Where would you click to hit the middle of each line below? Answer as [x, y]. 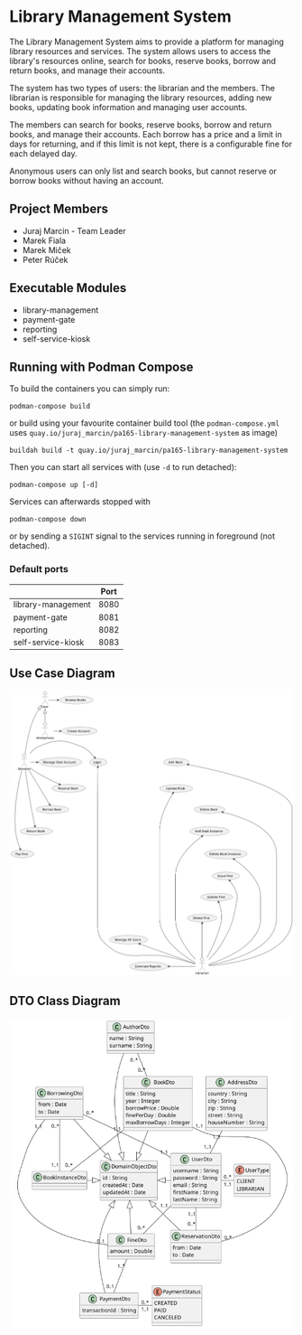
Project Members [59, 209]
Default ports [39, 569]
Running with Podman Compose [101, 367]
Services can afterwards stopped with [80, 502]
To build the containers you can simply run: [90, 389]
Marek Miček [47, 249]
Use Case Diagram [62, 674]
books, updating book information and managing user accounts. [128, 107]
